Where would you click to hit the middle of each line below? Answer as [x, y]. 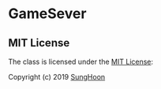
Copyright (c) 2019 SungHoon [57, 77]
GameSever [47, 14]
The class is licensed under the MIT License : [81, 61]
